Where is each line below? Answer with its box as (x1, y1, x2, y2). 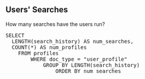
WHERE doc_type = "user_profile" (30, 56, 128, 62)
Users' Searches (5, 5, 69, 15)
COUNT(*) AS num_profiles (11, 44, 87, 50)
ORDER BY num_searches (55, 68, 121, 74)
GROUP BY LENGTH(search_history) (43, 62, 140, 68)
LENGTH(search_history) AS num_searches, (11, 38, 134, 45)
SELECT (5, 32, 25, 39)
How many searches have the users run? (5, 20, 105, 27)
